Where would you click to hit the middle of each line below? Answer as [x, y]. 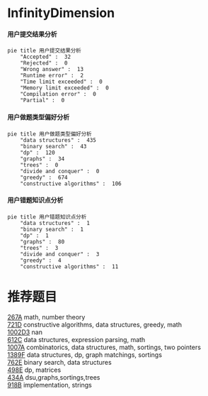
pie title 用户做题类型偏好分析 [50, 134]
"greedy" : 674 [44, 177]
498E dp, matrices [34, 370]
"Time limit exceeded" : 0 [61, 82]
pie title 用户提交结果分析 [44, 51]
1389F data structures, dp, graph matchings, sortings [85, 354]
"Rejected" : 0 [44, 63]
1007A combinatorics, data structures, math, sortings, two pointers [104, 347]
